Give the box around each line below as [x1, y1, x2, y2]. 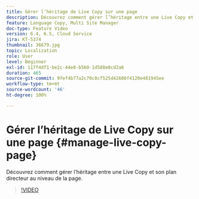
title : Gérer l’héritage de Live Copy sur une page [6, 8, 137, 15]
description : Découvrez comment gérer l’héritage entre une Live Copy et [6, 14, 194, 20]
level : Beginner [6, 59, 47, 65]
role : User [6, 53, 33, 59]
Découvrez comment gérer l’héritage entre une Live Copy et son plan [6, 168, 177, 175]
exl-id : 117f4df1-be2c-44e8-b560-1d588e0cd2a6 [6, 64, 124, 71]
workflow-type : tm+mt [6, 81, 60, 87]
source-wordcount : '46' [6, 87, 66, 93]
